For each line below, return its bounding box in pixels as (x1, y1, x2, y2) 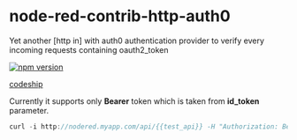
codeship (9, 78, 43, 89)
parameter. (9, 105, 49, 115)
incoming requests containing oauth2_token (9, 44, 169, 55)
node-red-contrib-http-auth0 (9, 6, 232, 26)
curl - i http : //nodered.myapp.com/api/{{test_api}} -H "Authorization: (9, 122, 278, 131)
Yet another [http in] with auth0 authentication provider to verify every (9, 35, 265, 46)
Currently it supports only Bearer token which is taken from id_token (9, 95, 260, 107)
